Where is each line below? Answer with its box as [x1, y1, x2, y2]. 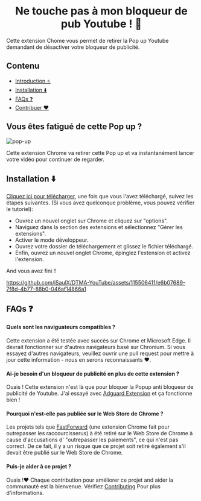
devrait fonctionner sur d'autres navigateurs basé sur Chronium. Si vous [6, 343, 186, 350]
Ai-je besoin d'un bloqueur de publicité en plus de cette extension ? [6, 370, 179, 377]
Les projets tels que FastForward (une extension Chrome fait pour [6, 423, 170, 430]
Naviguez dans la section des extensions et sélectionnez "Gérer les [14, 224, 183, 231]
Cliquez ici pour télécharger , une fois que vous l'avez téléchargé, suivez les [6, 193, 194, 200]
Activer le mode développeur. [14, 236, 89, 244]
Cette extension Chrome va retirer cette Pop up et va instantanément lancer [6, 149, 195, 156]
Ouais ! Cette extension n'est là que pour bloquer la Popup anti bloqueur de [6, 383, 194, 391]
